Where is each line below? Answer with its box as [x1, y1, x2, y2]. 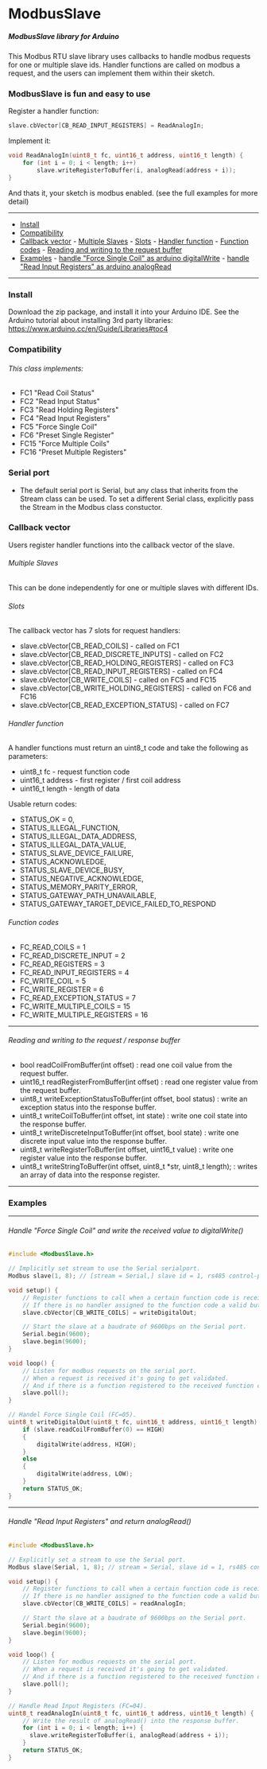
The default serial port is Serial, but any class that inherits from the [19, 485, 238, 495]
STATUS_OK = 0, [19, 815, 75, 824]
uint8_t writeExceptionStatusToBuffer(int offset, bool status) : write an [19, 1094, 248, 1103]
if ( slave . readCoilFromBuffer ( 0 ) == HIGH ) [22, 1425, 165, 1433]
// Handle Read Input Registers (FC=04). [8, 1701, 148, 1710]
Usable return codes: [8, 799, 78, 809]
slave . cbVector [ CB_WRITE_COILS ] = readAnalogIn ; [22, 1600, 187, 1608]
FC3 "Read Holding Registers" [19, 405, 119, 414]
